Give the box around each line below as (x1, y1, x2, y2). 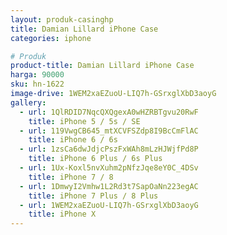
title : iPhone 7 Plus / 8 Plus (28, 191, 159, 201)
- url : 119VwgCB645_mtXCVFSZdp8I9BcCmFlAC (19, 126, 199, 136)
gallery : (10, 97, 47, 108)
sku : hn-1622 (10, 79, 65, 90)
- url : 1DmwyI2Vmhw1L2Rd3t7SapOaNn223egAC (19, 181, 199, 191)
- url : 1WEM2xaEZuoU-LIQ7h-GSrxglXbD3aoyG (19, 200, 199, 210)
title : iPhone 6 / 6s (28, 135, 118, 145)
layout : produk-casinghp (10, 14, 114, 25)
